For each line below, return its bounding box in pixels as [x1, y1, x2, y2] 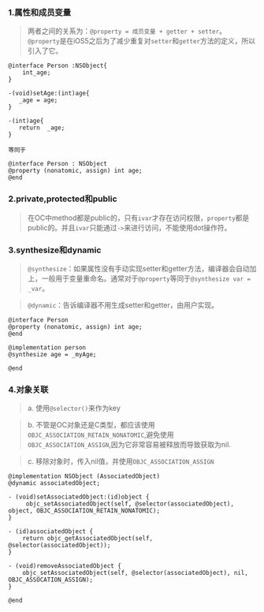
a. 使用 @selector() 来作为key [27, 404, 121, 413]
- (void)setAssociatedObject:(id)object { [8, 493, 150, 502]
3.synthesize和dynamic [8, 244, 102, 256]
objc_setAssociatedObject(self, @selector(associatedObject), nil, [22, 569, 248, 577]
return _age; [18, 124, 65, 132]
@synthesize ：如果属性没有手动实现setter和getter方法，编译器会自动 [27, 263, 250, 273]
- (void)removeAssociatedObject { [8, 562, 122, 570]
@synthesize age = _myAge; [8, 350, 97, 358]
